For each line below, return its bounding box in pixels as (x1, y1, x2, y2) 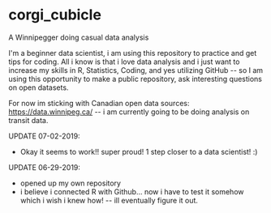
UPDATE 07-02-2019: (8, 131, 80, 141)
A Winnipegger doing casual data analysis (8, 32, 149, 42)
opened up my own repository (19, 178, 122, 188)
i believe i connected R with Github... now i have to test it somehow (19, 186, 244, 196)
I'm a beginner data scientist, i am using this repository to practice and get (8, 48, 257, 58)
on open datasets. (8, 83, 69, 92)
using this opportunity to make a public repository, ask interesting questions (8, 74, 262, 83)
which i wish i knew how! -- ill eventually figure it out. (19, 195, 199, 205)
